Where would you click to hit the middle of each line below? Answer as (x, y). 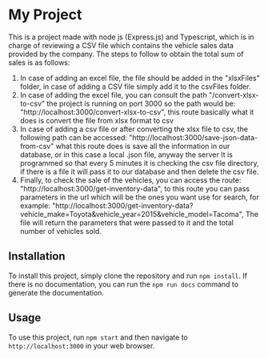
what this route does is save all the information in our (143, 146)
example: (35, 205)
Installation (37, 257)
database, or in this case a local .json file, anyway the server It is (126, 155)
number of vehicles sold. (61, 231)
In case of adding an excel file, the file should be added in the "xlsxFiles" (140, 78)
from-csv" (37, 146)
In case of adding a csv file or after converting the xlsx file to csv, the (134, 129)
